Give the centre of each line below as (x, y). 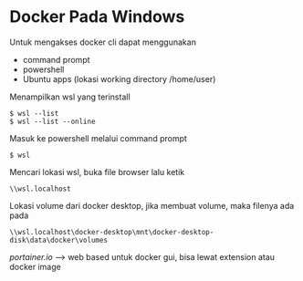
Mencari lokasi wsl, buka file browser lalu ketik (97, 172)
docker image (35, 266)
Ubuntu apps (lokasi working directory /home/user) (119, 78)
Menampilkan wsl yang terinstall (70, 97)
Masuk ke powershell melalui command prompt (98, 138)
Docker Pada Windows (97, 17)
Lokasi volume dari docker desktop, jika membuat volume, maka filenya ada (152, 205)
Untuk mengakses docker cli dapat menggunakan (103, 42)
